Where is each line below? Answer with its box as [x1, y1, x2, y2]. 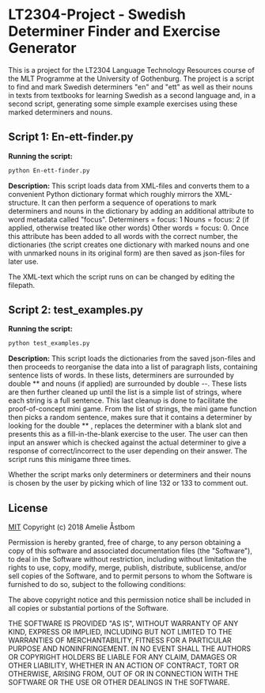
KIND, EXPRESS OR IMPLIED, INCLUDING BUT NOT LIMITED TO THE [8, 627, 233, 637]
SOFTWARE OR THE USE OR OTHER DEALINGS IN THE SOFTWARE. [8, 678, 230, 687]
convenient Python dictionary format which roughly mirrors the [8, 189, 214, 199]
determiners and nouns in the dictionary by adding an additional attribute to [8, 206, 255, 215]
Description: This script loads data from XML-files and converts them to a [8, 180, 250, 191]
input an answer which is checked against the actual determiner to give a [8, 437, 247, 448]
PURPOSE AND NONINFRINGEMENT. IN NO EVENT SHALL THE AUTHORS [8, 644, 252, 653]
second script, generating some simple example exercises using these [8, 99, 238, 108]
